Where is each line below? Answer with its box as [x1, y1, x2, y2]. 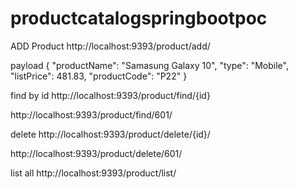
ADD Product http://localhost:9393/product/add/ [10, 40, 211, 52]
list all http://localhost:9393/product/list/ [10, 167, 177, 179]
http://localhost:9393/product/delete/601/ [10, 147, 183, 159]
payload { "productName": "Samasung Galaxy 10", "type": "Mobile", [10, 59, 289, 71]
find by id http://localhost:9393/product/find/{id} [10, 89, 211, 101]
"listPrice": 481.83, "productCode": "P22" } [10, 70, 188, 82]
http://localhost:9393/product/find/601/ [10, 108, 173, 121]
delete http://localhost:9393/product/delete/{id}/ [10, 128, 211, 140]
